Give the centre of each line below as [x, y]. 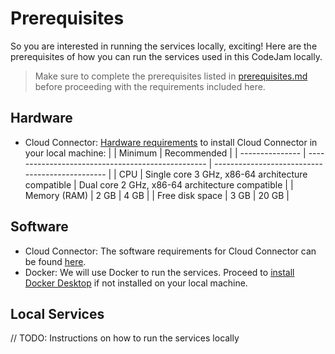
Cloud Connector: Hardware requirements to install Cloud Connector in [171, 142]
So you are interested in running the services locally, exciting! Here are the [164, 46]
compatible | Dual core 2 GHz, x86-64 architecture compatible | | [159, 184]
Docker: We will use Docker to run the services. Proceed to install [159, 272]
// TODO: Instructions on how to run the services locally [125, 338]
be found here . [55, 261]
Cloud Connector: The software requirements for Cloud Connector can [170, 251]
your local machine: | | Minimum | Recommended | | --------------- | [165, 153]
